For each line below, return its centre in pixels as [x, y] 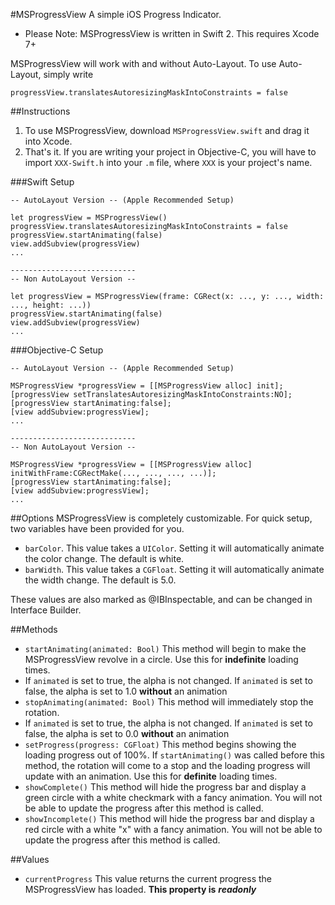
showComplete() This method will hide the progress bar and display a [165, 787]
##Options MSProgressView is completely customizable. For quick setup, [161, 518]
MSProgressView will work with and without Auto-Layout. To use [143, 63]
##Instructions [40, 111]
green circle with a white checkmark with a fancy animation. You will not [173, 797]
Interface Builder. [46, 610]
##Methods [34, 629]
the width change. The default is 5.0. [100, 580]
